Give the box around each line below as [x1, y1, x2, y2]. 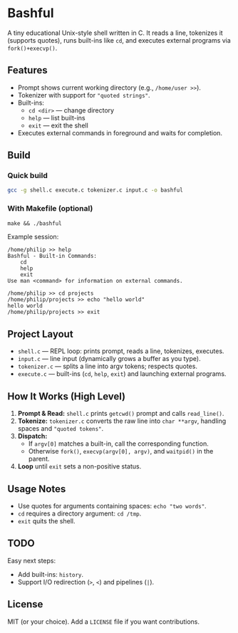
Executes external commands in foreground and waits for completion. [17, 128, 223, 137]
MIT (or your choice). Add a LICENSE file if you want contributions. [7, 617, 200, 626]
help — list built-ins [28, 113, 86, 122]
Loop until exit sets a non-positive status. [17, 462, 142, 471]
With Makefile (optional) [7, 204, 93, 214]
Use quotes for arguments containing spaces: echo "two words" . [17, 501, 207, 510]
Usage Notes [7, 483, 66, 495]
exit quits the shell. [17, 516, 76, 525]
